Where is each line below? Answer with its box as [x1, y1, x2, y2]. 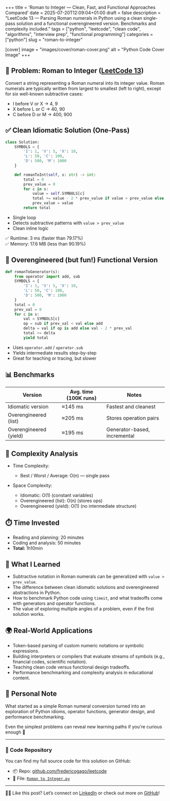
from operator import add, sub [14, 274, 80, 279]
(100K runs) [66, 394, 97, 401]
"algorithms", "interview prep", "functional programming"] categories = [5, 31, 153, 37]
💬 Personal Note [5, 689, 57, 698]
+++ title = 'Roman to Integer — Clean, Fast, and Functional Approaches [5, 5, 156, 10]
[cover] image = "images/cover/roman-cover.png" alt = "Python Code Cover [5, 47, 164, 52]
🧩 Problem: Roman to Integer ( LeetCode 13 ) [5, 66, 144, 75]
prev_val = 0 [14, 307, 42, 312]
